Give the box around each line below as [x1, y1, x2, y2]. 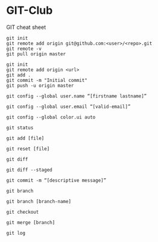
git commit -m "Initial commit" [6, 77, 87, 83]
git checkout [6, 209, 39, 215]
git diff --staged [6, 167, 52, 173]
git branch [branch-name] [6, 198, 71, 205]
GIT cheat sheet [6, 23, 46, 31]
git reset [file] [6, 146, 50, 152]
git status [6, 125, 34, 131]
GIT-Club [6, 4, 53, 17]
